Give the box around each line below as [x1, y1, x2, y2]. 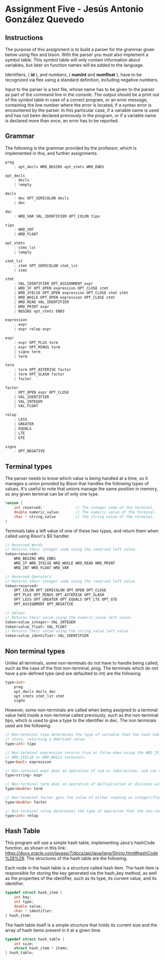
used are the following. [5, 723, 52, 728]
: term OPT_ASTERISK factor [14, 367, 71, 372]
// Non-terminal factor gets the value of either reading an [5, 795, 133, 800]
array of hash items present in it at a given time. [5, 927, 102, 933]
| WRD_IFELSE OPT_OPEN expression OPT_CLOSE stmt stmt [14, 291, 129, 295]
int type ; [14, 900, 34, 904]
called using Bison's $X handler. [5, 533, 70, 539]
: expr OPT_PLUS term [14, 340, 58, 345]
